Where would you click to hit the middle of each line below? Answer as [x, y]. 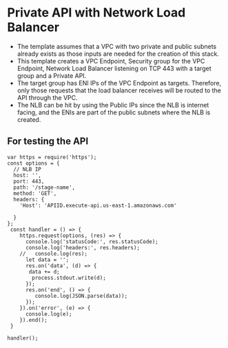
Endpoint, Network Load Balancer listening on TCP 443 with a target [114, 68]
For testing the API [48, 142]
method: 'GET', [35, 193]
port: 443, [29, 181]
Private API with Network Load [96, 13]
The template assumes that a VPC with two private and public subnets [117, 46]
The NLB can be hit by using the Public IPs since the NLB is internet [113, 105]
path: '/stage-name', [44, 187]
